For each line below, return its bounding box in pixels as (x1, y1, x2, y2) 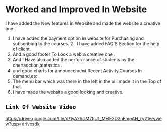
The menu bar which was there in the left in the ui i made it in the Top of (12, 78, 162, 84)
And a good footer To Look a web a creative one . (12, 51, 116, 57)
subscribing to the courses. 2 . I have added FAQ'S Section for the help (12, 40, 160, 46)
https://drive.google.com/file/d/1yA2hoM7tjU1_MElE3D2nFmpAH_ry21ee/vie (5, 115, 162, 121)
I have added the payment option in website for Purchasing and (12, 35, 144, 41)
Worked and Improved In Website (5, 4, 147, 15)
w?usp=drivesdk (5, 121, 40, 127)
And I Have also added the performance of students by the (12, 56, 135, 62)
